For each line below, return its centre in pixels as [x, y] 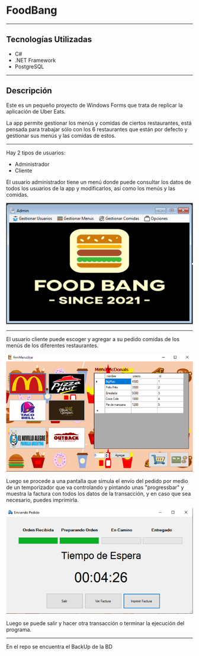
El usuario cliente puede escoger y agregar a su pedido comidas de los [93, 339]
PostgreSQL [29, 67]
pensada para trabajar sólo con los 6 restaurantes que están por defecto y [97, 129]
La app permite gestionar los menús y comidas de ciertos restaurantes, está [99, 123]
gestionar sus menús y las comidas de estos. [61, 135]
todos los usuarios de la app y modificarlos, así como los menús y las [91, 188]
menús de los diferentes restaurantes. [52, 345]
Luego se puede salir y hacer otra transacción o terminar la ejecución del [95, 623]
